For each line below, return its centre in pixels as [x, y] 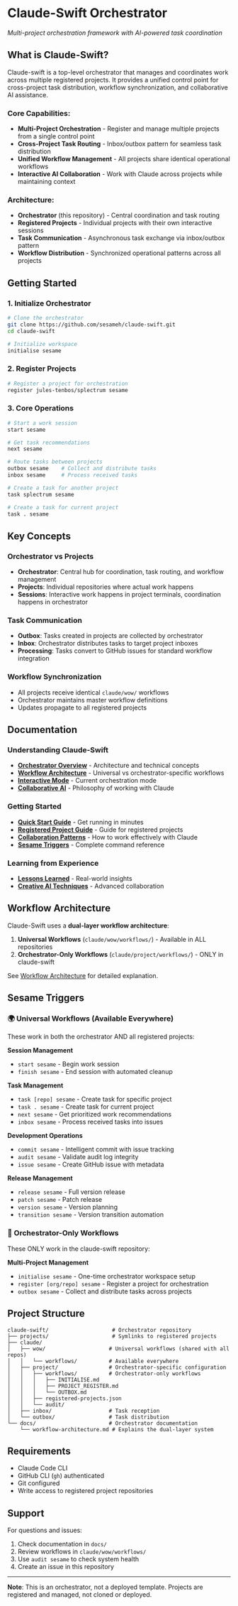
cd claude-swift [31, 331]
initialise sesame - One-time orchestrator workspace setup [107, 1276]
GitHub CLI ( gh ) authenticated [61, 1476]
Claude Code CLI [42, 1468]
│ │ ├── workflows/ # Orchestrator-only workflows [104, 1373]
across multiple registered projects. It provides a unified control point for [113, 80]
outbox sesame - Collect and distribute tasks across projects [105, 1291]
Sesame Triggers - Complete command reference [91, 845]
